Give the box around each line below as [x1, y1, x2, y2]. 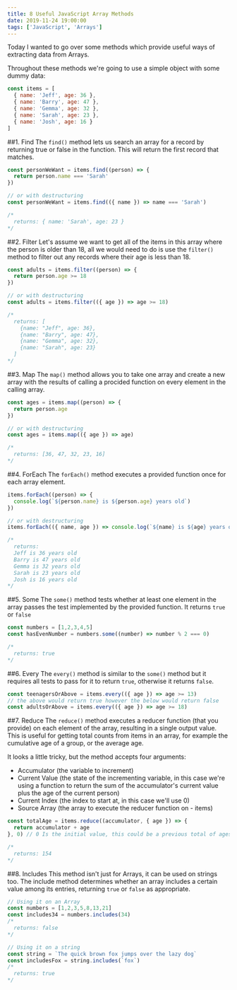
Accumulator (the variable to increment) [17, 767, 134, 775]
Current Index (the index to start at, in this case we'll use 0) [17, 796, 190, 805]
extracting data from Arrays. [7, 50, 90, 59]
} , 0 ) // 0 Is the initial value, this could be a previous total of [7, 831, 217, 838]
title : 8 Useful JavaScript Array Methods [7, 10, 134, 18]
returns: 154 [13, 850, 52, 857]
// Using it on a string [7, 943, 80, 951]
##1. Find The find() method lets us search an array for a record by [7, 137, 205, 146]
